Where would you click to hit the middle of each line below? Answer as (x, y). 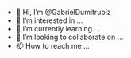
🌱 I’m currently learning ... (58, 29)
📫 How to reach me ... (52, 46)
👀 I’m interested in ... (49, 20)
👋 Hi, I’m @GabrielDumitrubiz (63, 12)
